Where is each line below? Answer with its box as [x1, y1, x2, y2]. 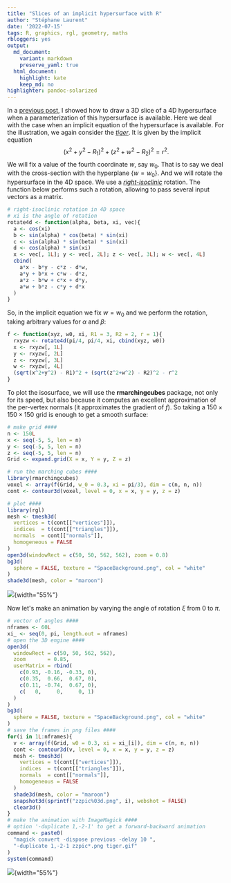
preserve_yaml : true [19, 62, 79, 68]
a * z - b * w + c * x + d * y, [19, 277, 89, 284]
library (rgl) [7, 506, 45, 514]
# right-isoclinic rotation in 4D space [7, 206, 126, 213]
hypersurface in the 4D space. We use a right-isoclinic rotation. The [7, 178, 201, 187]
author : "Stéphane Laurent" [7, 17, 89, 24]
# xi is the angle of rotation [7, 212, 98, 220]
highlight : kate [19, 74, 67, 82]
